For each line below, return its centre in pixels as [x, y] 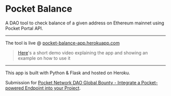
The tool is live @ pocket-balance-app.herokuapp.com [63, 43]
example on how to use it [44, 58]
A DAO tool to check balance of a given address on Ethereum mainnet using [85, 23]
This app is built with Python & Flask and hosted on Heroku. [68, 73]
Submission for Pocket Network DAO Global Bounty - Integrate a [73, 82]
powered [15, 88]
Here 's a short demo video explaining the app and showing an [83, 53]
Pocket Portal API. [24, 28]
